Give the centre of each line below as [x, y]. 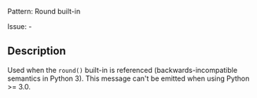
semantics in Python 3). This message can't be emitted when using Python [128, 78]
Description [37, 51]
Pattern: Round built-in [44, 11]
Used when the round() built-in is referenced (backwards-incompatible [122, 70]
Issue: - [20, 26]
